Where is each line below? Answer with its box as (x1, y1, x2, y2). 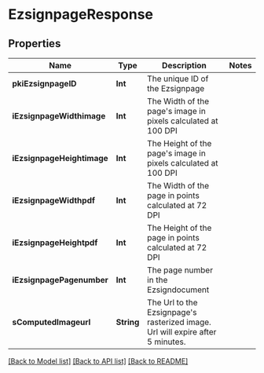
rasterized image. (146, 316, 212, 327)
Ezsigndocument (146, 284, 210, 295)
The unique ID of (146, 73, 209, 84)
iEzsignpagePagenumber (12, 275, 108, 285)
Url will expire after (146, 327, 217, 337)
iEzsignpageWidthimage (12, 111, 106, 121)
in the (146, 275, 168, 285)
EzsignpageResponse (8, 5, 154, 24)
